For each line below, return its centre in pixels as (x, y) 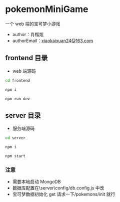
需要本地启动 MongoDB (36, 182)
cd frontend (17, 80)
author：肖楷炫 (28, 34)
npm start (15, 156)
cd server (15, 138)
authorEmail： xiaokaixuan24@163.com (53, 41)
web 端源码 (24, 71)
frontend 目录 (26, 58)
